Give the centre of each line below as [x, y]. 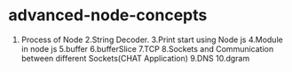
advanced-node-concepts [108, 15]
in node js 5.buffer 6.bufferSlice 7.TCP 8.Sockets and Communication [147, 48]
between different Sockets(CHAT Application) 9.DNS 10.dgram [135, 58]
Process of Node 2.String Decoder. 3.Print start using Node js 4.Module [152, 40]
